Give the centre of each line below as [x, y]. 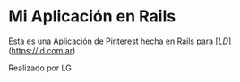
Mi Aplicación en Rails [92, 16]
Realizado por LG [40, 68]
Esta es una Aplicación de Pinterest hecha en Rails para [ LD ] [120, 41]
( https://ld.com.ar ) [42, 50]
